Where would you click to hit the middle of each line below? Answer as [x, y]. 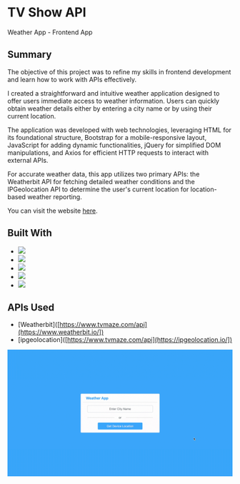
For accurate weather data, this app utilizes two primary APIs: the [104, 174]
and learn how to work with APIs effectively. [72, 79]
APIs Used [31, 307]
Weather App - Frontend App [50, 32]
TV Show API [47, 12]
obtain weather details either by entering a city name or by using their [110, 109]
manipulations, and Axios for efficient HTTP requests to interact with [108, 152]
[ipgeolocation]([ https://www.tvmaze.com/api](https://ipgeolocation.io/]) [125, 340]
